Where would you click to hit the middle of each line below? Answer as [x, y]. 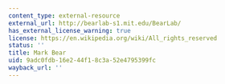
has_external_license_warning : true [70, 30]
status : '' [27, 46]
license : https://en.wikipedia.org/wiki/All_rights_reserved [113, 38]
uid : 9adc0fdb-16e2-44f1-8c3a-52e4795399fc [82, 61]
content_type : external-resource [64, 16]
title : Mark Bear [37, 53]
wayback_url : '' [35, 68]
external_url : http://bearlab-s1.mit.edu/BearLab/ [95, 23]
